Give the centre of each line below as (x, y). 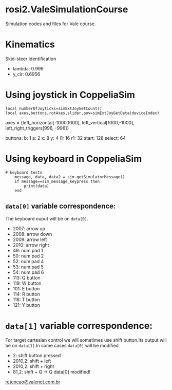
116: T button (26, 300)
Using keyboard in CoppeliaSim (74, 159)
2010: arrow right (31, 245)
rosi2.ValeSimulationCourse (67, 10)
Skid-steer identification (31, 59)
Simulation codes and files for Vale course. (51, 24)
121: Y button (26, 305)
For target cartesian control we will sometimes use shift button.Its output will (86, 340)
